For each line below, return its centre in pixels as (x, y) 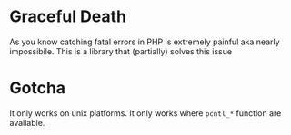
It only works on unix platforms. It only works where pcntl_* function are (145, 113)
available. (27, 122)
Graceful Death (68, 17)
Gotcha (38, 88)
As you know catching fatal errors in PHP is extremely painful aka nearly (145, 42)
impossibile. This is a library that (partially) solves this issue (121, 51)
